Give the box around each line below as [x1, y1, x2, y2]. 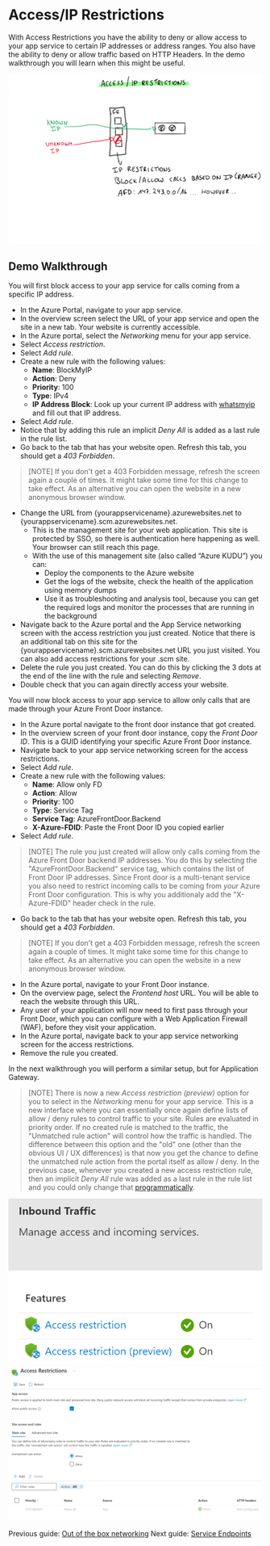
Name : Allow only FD [31, 779, 102, 789]
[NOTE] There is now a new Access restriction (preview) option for [27, 1088, 250, 1098]
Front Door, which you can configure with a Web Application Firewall [19, 1014, 248, 1023]
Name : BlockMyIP [31, 365, 93, 375]
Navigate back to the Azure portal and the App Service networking [19, 620, 242, 629]
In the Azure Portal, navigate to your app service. [19, 305, 184, 315]
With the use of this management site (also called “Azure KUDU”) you [31, 551, 263, 561]
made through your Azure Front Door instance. [8, 704, 164, 714]
